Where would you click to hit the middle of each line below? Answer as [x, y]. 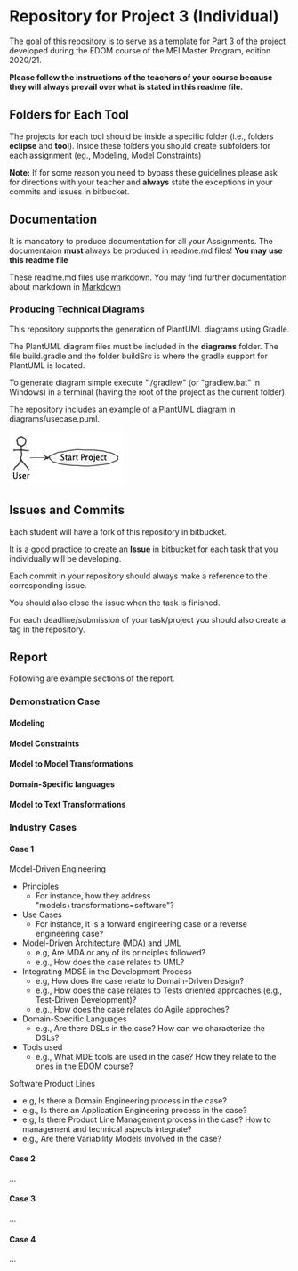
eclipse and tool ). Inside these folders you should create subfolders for [140, 145]
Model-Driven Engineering [58, 869]
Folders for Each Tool [69, 115]
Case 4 [23, 1239]
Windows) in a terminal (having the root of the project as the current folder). [148, 392]
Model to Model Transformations [71, 764]
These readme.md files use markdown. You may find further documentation [148, 277]
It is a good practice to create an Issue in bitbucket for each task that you [144, 549]
